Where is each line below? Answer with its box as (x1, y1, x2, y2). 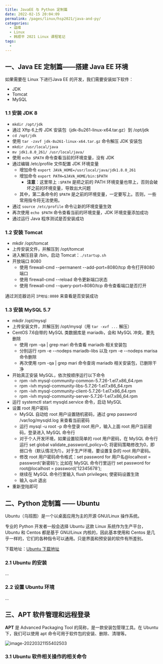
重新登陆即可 (12, 484, 38, 489)
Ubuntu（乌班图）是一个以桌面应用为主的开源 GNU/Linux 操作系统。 (5, 513, 142, 519)
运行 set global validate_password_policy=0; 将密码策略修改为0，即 (19, 442, 155, 448)
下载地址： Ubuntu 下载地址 (5, 546, 60, 552)
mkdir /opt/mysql (12, 318, 47, 324)
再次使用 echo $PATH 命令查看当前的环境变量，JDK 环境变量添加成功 (12, 209, 148, 215)
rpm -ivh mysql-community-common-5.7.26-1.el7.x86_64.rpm (19, 378, 143, 384)
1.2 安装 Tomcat (5, 229, 43, 235)
